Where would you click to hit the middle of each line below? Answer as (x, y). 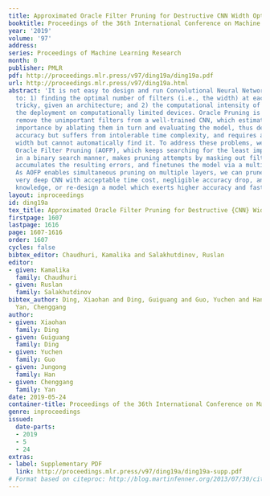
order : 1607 (28, 240)
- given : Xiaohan (37, 322)
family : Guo (36, 360)
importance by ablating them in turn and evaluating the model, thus (134, 128)
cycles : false (32, 248)
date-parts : (36, 427)
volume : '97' (30, 38)
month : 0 (23, 61)
